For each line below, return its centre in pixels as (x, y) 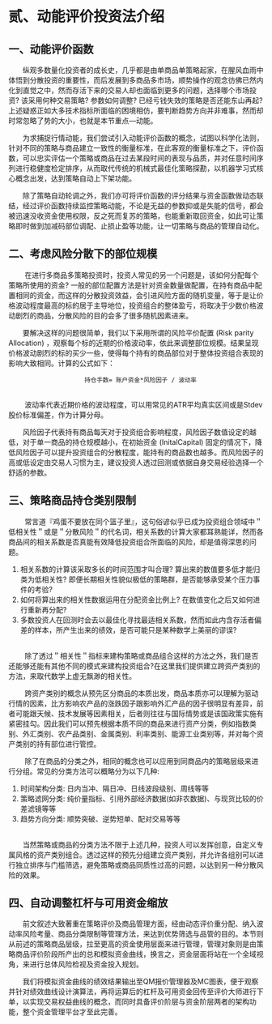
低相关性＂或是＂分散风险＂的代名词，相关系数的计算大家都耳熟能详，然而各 (136, 531)
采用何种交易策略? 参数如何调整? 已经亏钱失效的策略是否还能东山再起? (145, 100)
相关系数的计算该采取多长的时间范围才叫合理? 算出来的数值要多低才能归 (140, 569)
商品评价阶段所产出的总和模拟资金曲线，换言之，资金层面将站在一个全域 (136, 954)
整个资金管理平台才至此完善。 (72, 1012)
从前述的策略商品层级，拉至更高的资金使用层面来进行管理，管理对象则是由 (132, 944)
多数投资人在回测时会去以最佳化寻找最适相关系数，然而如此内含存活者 (137, 620)
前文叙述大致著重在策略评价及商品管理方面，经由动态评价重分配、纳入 (140, 924)
